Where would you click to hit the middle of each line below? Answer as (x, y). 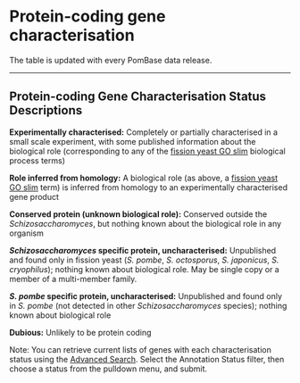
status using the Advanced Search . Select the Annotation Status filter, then (147, 359)
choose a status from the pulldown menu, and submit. (108, 369)
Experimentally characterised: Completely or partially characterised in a (144, 132)
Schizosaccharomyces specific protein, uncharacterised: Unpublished (143, 250)
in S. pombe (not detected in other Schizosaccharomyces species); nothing (148, 305)
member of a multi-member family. (73, 279)
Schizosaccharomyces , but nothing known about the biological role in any (146, 223)
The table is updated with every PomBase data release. (111, 60)
